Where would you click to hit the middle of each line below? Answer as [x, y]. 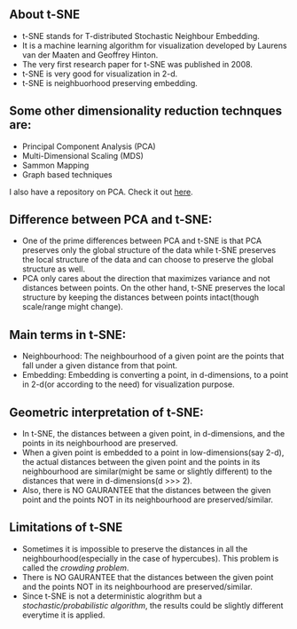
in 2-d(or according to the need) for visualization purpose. [128, 384]
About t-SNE [45, 15]
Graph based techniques [67, 174]
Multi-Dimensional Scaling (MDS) [83, 155]
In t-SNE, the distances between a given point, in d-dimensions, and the [153, 434]
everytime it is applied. [63, 615]
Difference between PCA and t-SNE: [111, 220]
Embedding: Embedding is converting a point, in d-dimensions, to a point [155, 375]
